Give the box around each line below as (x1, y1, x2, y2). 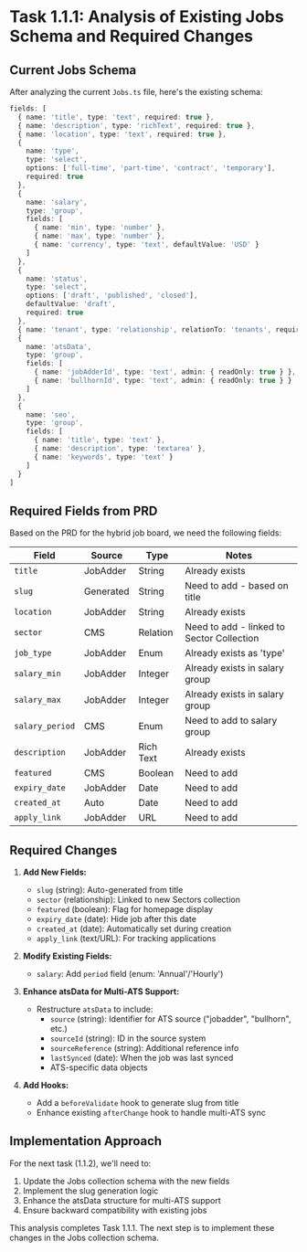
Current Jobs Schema (9, 62, 137, 78)
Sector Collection (184, 632, 259, 645)
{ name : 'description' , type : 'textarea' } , (33, 444, 206, 453)
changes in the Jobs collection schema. (9, 1232, 160, 1243)
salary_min (14, 669, 61, 679)
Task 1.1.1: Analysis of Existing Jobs (9, 6, 285, 27)
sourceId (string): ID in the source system (49, 1033, 206, 1044)
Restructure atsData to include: (36, 1003, 153, 1014)
